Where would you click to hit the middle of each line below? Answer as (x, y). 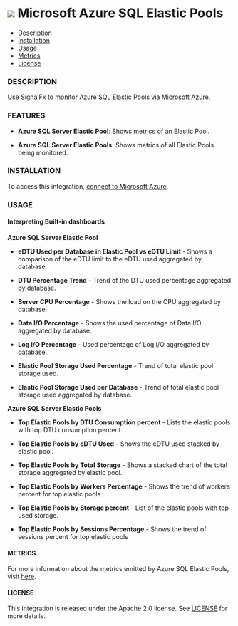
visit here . (22, 577)
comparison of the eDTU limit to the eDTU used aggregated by (109, 259)
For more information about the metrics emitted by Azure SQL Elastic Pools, (118, 569)
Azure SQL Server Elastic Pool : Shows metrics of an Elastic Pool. (114, 131)
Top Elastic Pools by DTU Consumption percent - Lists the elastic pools (124, 422)
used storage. (38, 515)
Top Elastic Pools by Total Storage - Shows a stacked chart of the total (123, 465)
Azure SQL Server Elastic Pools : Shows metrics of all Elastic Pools (116, 145)
